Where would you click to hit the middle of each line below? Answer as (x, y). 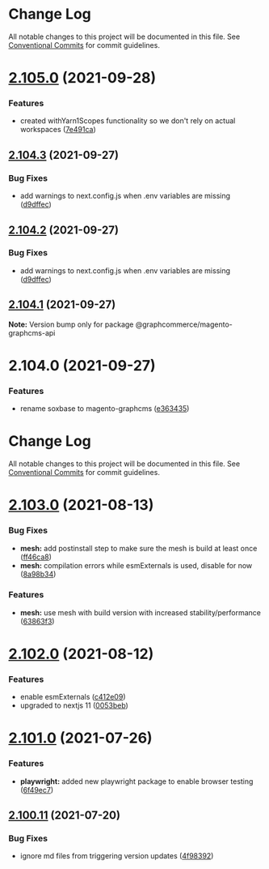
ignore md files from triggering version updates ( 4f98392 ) (117, 856)
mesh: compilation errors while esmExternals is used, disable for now (136, 565)
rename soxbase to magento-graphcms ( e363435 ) (105, 409)
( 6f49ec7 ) (37, 790)
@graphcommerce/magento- (184, 324)
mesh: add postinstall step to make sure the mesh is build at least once (139, 548)
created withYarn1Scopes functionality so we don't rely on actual (128, 121)
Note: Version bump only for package (71, 324)
